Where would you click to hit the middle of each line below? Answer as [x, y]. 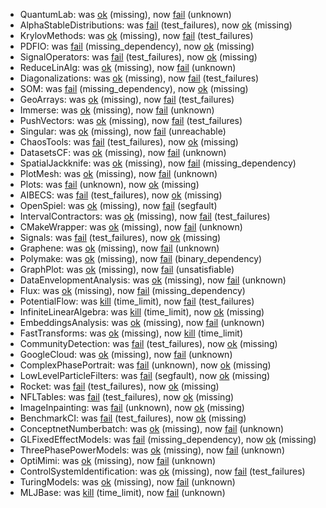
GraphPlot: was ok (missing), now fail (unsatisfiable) [127, 269]
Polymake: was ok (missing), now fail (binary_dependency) [141, 258]
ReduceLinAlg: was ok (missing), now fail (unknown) [128, 67]
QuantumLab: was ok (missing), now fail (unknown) [125, 14]
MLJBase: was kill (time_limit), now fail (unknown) [122, 492]
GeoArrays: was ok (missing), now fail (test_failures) [127, 99]
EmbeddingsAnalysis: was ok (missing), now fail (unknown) [142, 322]
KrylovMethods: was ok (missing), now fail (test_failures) [136, 35]
